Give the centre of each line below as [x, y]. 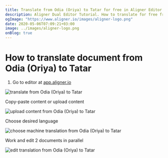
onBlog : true [19, 33]
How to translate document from [74, 58]
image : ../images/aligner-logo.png [42, 28]
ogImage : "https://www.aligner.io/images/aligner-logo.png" [69, 19]
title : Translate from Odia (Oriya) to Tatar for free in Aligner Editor [84, 10]
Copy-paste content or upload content [45, 101]
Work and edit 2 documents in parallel [44, 140]
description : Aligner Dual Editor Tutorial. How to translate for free [81, 14]
